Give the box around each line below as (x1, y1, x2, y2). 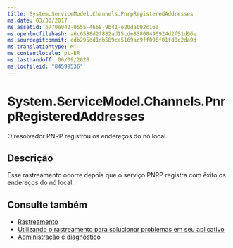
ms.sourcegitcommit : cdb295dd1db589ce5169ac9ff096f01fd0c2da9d (7, 37, 197, 44)
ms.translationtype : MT (7, 43, 77, 50)
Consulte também (7, 199, 88, 211)
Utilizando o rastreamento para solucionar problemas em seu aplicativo (17, 225, 225, 234)
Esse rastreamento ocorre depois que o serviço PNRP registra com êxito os (7, 171, 227, 179)
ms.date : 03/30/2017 (7, 17, 68, 24)
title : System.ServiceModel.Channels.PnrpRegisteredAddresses (7, 10, 194, 18)
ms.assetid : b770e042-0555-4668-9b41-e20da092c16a (7, 23, 159, 30)
